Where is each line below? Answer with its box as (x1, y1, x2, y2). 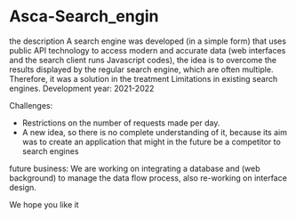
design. (9, 182, 37, 192)
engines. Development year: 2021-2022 (9, 83, 155, 93)
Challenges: (9, 100, 53, 110)
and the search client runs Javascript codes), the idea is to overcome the (9, 54, 277, 65)
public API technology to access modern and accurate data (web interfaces (9, 45, 286, 55)
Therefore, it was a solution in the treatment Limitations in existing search (9, 73, 278, 84)
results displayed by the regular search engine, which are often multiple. (9, 64, 274, 75)
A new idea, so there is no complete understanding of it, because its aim (21, 126, 287, 137)
